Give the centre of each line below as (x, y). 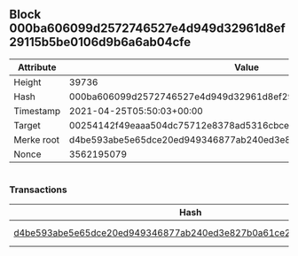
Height (27, 81)
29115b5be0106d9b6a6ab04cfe (100, 42)
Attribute (37, 67)
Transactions (39, 190)
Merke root (37, 139)
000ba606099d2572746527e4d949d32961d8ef (147, 29)
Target (27, 125)
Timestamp (37, 111)
